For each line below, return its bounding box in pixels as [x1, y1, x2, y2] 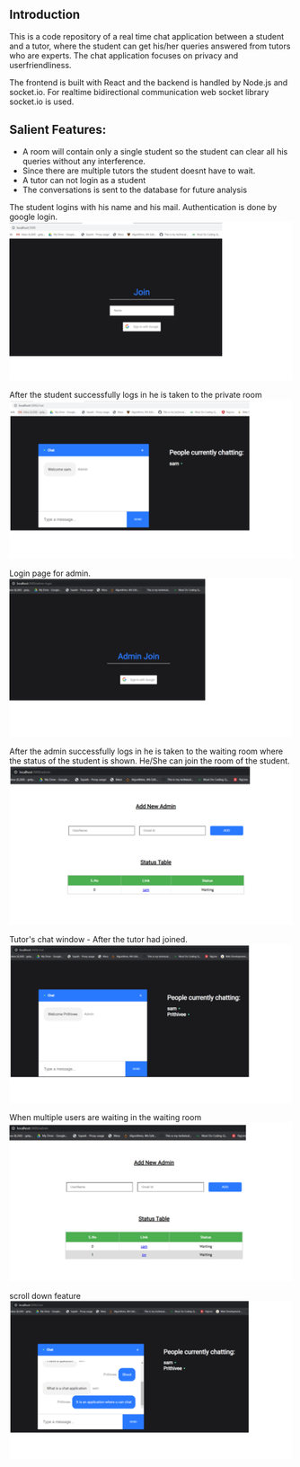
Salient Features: [9, 122, 107, 137]
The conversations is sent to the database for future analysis [22, 184, 248, 195]
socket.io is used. [9, 96, 75, 107]
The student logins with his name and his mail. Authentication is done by [9, 201, 278, 212]
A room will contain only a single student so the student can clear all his [22, 146, 288, 156]
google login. [9, 211, 58, 222]
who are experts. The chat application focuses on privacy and [9, 49, 239, 61]
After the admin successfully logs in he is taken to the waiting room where [9, 746, 284, 757]
